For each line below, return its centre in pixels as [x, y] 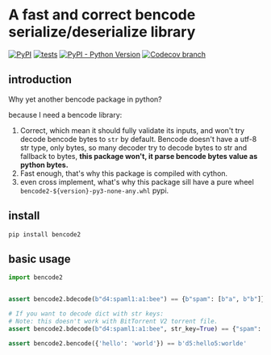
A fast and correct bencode [102, 15]
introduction [40, 79]
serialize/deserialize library [102, 32]
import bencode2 [35, 278]
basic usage [40, 259]
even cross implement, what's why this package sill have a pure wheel [137, 182]
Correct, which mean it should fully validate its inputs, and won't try [132, 130]
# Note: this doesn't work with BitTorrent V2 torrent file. [113, 321]
